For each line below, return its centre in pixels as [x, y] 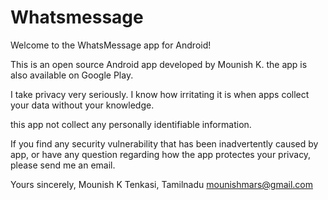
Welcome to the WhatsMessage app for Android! [111, 45]
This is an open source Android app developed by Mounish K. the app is [159, 64]
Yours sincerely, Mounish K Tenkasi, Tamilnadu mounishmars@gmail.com [162, 184]
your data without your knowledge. [82, 105]
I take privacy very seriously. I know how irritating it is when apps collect [160, 94]
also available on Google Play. [72, 75]
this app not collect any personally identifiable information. [131, 124]
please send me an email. [63, 165]
